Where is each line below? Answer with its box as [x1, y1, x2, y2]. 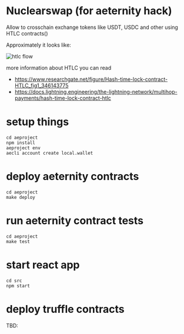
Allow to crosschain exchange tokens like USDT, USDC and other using [6, 24, 178, 31]
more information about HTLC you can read [6, 64, 112, 71]
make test [6, 238, 31, 244]
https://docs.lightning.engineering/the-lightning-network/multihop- [14, 88, 178, 95]
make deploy [6, 194, 35, 200]
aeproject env [6, 145, 41, 151]
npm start [6, 283, 31, 289]
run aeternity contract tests [6, 214, 144, 227]
